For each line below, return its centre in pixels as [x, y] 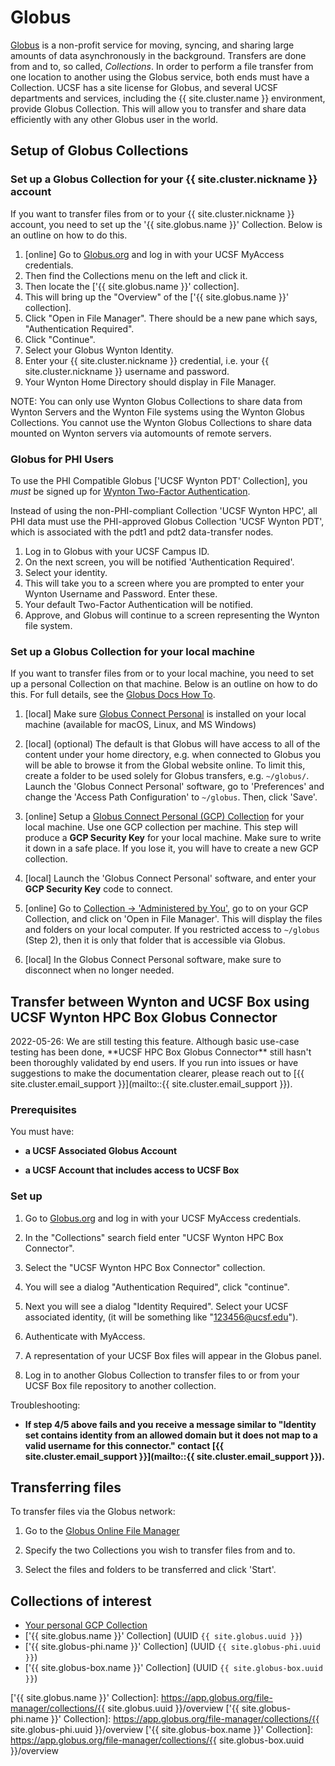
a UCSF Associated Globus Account [101, 1151]
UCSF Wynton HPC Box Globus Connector [144, 1017]
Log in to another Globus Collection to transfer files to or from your [162, 1375]
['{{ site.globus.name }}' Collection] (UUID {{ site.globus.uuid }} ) [163, 1636]
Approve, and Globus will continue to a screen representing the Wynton [172, 615]
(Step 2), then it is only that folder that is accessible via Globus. [155, 940]
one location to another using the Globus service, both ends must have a [160, 77]
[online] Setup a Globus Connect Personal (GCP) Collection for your [164, 817]
